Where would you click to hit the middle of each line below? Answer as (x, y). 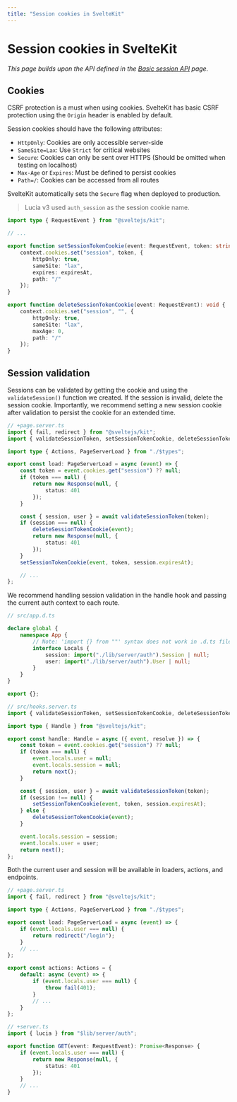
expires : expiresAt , (63, 272)
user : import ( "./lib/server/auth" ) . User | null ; (118, 661)
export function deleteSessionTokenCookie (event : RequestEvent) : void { (116, 305)
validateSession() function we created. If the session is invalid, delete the (115, 398)
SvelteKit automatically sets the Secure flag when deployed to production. (114, 194)
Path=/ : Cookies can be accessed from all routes (88, 180)
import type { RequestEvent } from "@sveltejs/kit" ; (86, 221)
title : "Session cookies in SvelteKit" (66, 14)
